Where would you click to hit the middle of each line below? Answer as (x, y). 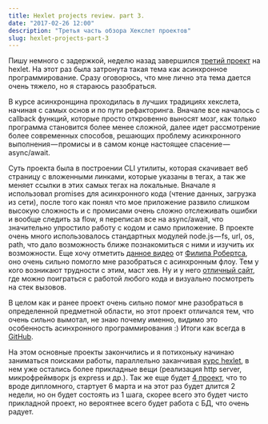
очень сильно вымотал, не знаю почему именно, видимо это (113, 320)
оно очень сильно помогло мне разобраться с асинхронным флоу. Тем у (134, 262)
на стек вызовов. (37, 287)
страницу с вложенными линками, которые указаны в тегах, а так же (127, 177)
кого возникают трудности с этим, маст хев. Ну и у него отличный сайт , (132, 270)
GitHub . (21, 337)
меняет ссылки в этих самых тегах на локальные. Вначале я (112, 186)
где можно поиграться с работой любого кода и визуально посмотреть (131, 279)
